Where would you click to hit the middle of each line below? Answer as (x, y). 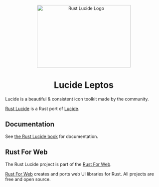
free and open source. (28, 179)
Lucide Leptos (84, 85)
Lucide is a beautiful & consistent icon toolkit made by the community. (77, 99)
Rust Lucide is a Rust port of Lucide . (42, 108)
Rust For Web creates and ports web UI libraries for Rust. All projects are (80, 174)
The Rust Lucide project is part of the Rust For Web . (59, 164)
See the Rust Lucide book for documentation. (52, 136)
